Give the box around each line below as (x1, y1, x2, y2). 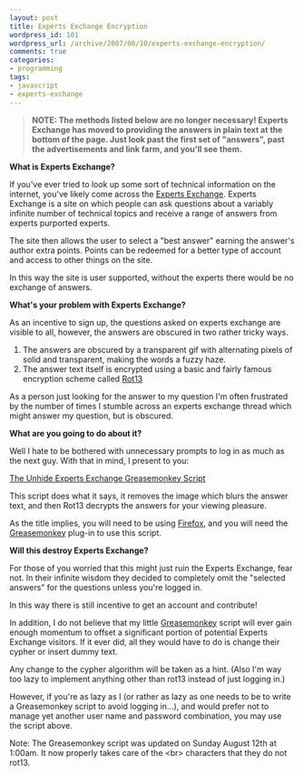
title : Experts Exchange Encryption (9, 22, 148, 31)
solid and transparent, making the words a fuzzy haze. (22, 354, 227, 365)
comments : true (9, 47, 67, 56)
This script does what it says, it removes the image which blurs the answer (9, 490, 289, 501)
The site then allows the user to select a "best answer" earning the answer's (9, 235, 295, 246)
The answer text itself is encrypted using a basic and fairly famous (22, 363, 272, 374)
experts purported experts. (9, 217, 111, 228)
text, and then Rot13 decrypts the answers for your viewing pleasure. (9, 499, 268, 510)
